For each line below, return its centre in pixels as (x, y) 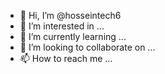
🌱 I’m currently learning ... (73, 36)
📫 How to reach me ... (66, 58)
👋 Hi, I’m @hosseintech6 (70, 15)
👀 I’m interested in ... (62, 26)
